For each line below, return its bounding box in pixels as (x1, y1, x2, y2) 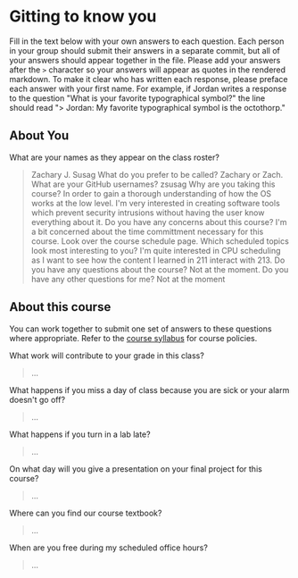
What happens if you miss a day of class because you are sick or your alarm (9, 384, 290, 395)
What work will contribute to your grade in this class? (9, 350, 205, 361)
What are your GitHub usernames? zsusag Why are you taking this (30, 179, 276, 189)
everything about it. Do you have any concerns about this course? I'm (30, 216, 287, 227)
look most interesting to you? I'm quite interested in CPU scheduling (30, 245, 281, 255)
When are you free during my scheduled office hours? (9, 542, 208, 553)
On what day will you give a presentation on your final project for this (9, 463, 263, 474)
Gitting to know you (9, 6, 157, 27)
